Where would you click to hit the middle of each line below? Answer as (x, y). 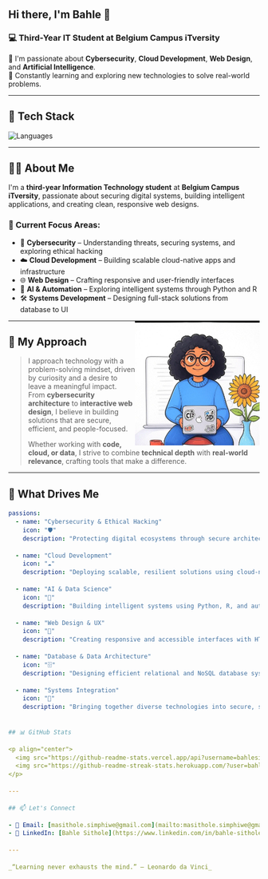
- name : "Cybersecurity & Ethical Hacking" (89, 522)
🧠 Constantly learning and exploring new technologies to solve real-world (129, 75)
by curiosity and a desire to (73, 378)
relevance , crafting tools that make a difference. (107, 461)
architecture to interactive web (80, 403)
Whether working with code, (75, 445)
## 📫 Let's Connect (42, 808)
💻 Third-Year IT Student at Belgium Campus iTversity (114, 38)
